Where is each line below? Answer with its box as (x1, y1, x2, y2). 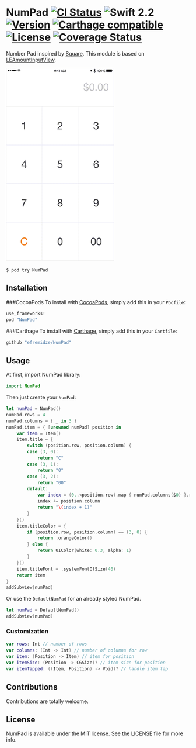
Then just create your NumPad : (6, 394, 76, 401)
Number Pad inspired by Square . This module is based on (6, 50, 145, 57)
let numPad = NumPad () (6, 406, 61, 412)
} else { (27, 542, 48, 547)
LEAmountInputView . (6, 56, 57, 63)
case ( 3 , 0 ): (27, 449, 59, 455)
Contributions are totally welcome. (6, 698, 89, 705)
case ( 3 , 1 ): (27, 461, 59, 467)
